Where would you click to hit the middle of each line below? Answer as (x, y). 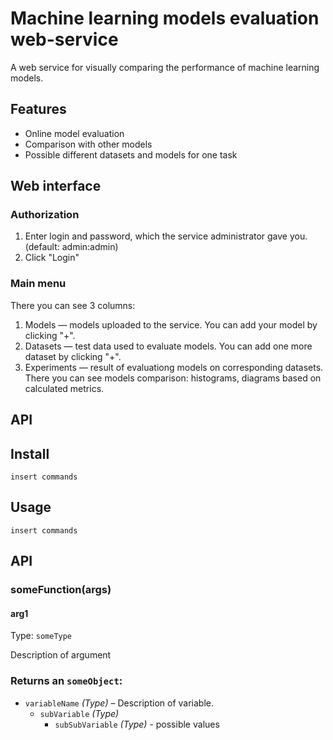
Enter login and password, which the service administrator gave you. (166, 236)
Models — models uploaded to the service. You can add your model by (171, 324)
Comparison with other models (88, 144)
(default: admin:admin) (71, 247)
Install (30, 453)
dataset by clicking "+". (73, 356)
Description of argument (61, 655)
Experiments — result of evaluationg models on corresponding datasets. (174, 367)
